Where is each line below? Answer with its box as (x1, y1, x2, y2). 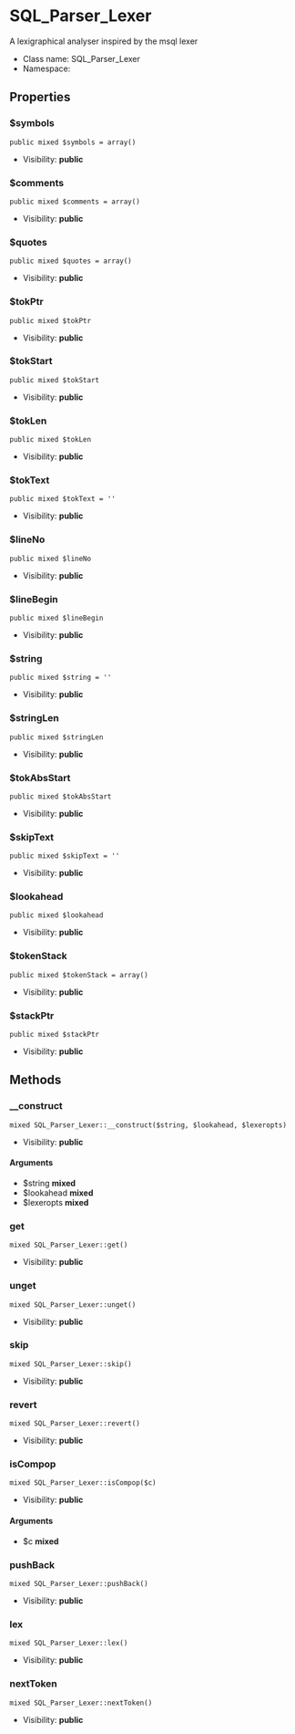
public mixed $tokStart (9, 375, 100, 384)
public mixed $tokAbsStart (9, 791, 112, 801)
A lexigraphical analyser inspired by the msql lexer (9, 36, 198, 47)
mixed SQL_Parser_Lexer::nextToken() (9, 1698, 153, 1708)
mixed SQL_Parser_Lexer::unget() (9, 1300, 137, 1310)
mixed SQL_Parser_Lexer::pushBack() (9, 1579, 148, 1588)
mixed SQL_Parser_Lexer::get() (9, 1240, 128, 1250)
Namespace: (22, 63, 71, 74)
